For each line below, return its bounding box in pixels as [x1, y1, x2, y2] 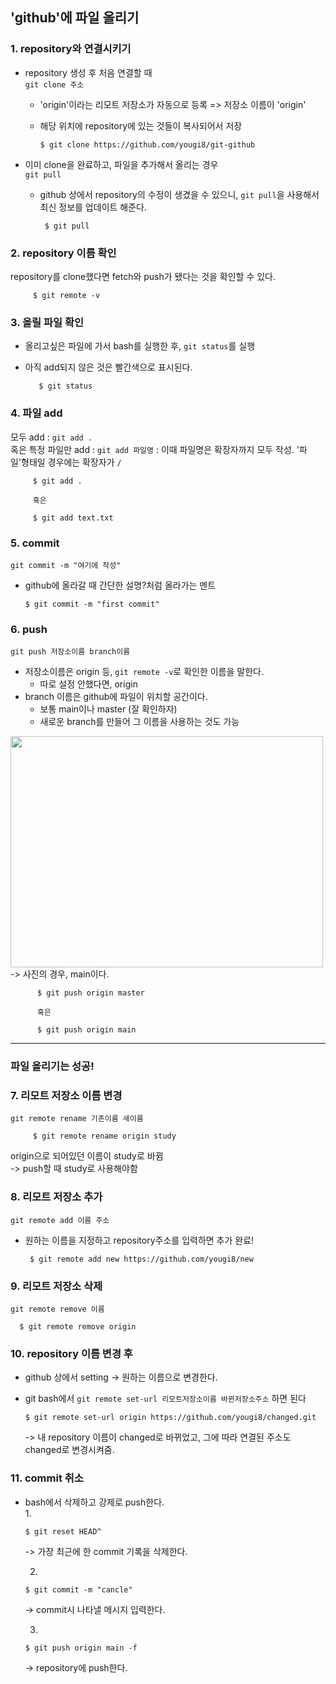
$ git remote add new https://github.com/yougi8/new [29, 1254, 254, 1264]
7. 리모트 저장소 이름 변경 [10, 1089, 123, 1103]
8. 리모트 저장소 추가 [10, 1190, 103, 1204]
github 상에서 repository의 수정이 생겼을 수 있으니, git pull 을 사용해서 [39, 188, 320, 200]
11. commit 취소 [10, 1471, 84, 1485]
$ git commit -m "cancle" [24, 1584, 133, 1595]
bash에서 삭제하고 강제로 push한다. [24, 1496, 165, 1508]
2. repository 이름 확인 [10, 246, 117, 260]
